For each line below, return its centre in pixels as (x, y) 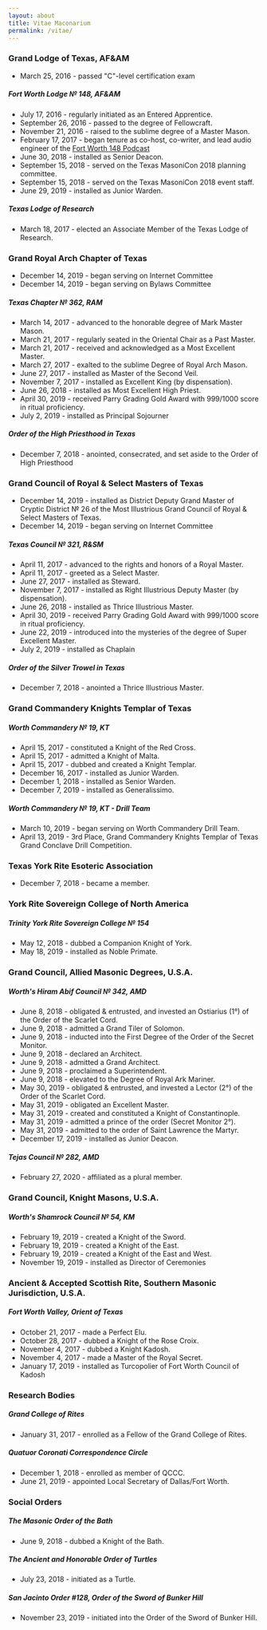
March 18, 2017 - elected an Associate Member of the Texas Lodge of (134, 229)
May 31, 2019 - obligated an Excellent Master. (94, 1105)
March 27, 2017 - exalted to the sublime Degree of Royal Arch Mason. (133, 365)
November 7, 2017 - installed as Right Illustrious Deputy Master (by (129, 590)
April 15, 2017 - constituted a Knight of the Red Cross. (108, 747)
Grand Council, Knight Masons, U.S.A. (84, 1197)
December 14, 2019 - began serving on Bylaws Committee (115, 283)
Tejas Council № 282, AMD (54, 1157)
